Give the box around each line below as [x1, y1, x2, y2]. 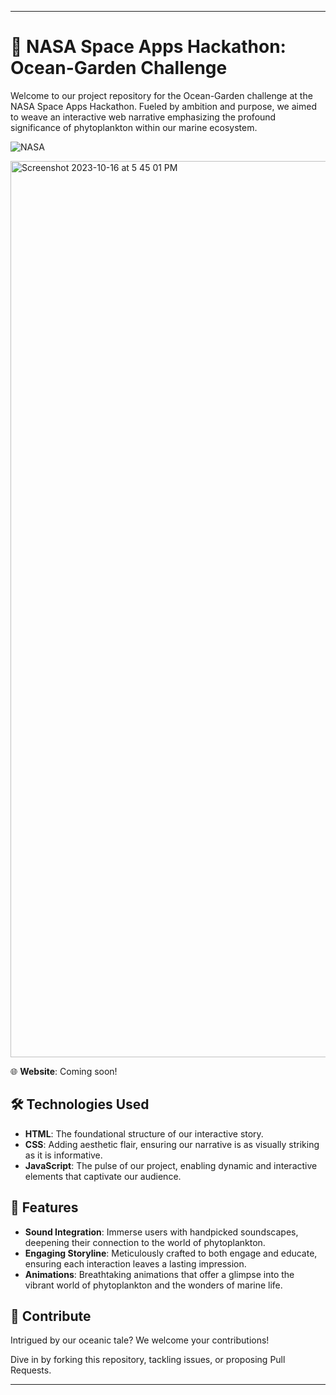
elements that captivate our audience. [24, 1170, 182, 1182]
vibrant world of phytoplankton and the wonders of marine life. [24, 1279, 283, 1291]
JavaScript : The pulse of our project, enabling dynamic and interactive [24, 1159, 318, 1171]
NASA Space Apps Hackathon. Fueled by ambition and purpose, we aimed [10, 100, 317, 112]
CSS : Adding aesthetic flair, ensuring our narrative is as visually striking [24, 1138, 320, 1150]
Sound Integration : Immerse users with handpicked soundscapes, [24, 1226, 299, 1238]
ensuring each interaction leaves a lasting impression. [24, 1257, 247, 1270]
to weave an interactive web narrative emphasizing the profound [10, 111, 277, 123]
